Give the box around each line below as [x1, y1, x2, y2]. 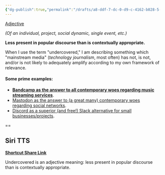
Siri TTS [5, 137, 30, 145]
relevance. [5, 65, 27, 71]
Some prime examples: [5, 76, 53, 82]
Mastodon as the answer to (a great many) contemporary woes [12, 97, 140, 103]
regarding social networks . [12, 102, 67, 108]
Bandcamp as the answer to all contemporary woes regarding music [12, 87, 155, 93]
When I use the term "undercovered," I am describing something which [5, 49, 149, 55]
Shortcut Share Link [5, 150, 47, 155]
